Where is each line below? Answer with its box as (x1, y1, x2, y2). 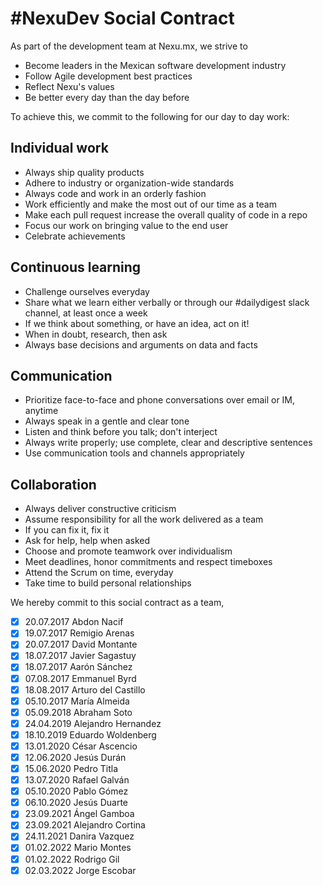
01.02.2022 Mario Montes (24, 842, 132, 854)
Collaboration (10, 476, 97, 493)
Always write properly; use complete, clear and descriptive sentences (24, 437, 313, 449)
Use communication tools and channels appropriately (24, 447, 245, 459)
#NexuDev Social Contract (10, 7, 235, 30)
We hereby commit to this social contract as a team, (10, 597, 225, 609)
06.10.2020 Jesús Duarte (24, 797, 129, 809)
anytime (24, 405, 59, 417)
